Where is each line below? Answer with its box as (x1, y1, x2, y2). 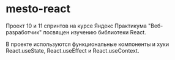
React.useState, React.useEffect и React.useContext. (6, 47, 140, 54)
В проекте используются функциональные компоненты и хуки (6, 40, 169, 48)
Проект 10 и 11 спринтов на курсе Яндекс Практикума (6, 22, 147, 29)
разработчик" (6, 28, 42, 36)
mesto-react (6, 2, 71, 16)
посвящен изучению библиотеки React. (43, 28, 146, 36)
